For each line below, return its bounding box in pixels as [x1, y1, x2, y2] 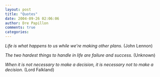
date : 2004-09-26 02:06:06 [5, 16, 59, 21]
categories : [5, 30, 29, 34]
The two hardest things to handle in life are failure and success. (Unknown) [5, 52, 156, 58]
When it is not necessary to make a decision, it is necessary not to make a [5, 62, 154, 67]
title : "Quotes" [5, 12, 38, 16]
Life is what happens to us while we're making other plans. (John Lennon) [5, 43, 153, 48]
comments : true [5, 25, 36, 30]
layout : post [5, 7, 31, 12]
